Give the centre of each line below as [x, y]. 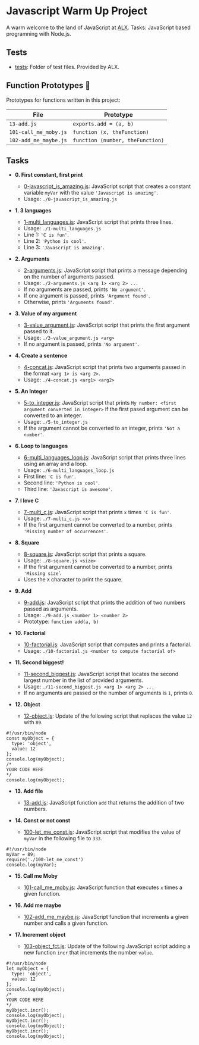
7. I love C [27, 500]
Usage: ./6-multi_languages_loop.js [69, 470]
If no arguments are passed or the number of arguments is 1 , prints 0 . [108, 693]
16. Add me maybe [38, 905]
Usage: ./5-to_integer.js [56, 422]
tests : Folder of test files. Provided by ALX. [67, 67]
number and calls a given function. [66, 923]
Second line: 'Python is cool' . [61, 483]
